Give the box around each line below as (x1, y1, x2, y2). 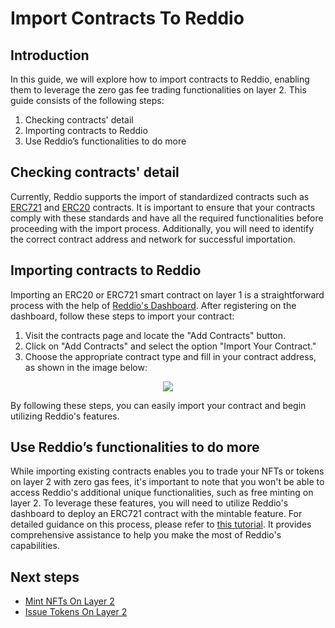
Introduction (10, 47, 90, 64)
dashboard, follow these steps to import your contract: (10, 310, 235, 322)
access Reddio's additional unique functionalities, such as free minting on (10, 487, 314, 499)
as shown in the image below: (24, 361, 148, 373)
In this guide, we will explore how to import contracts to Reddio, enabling (10, 73, 310, 85)
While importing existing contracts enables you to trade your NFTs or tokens (10, 465, 325, 477)
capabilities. (10, 540, 60, 552)
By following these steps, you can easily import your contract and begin (10, 399, 307, 411)
